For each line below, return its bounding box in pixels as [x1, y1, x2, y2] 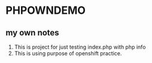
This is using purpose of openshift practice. [14, 50, 122, 57]
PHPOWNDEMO [5, 4, 86, 17]
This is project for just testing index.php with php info [14, 43, 146, 50]
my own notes [5, 28, 59, 38]
